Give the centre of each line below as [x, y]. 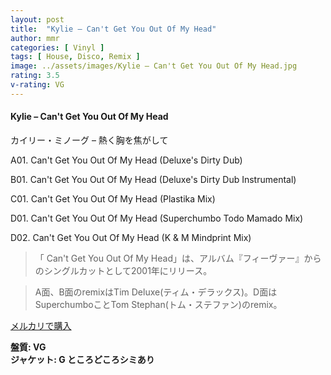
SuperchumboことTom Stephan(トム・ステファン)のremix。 [158, 304]
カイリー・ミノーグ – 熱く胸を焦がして [89, 140]
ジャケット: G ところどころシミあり [82, 359]
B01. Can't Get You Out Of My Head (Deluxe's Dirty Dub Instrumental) [153, 179]
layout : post [37, 19]
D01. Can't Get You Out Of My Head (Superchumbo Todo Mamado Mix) [157, 218]
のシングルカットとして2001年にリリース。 [123, 270]
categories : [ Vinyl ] [57, 47]
